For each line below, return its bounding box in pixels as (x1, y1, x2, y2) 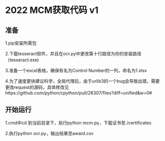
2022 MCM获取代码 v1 (5, 4, 99, 16)
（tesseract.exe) (5, 57, 39, 63)
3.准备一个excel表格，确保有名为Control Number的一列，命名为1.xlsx (5, 68, 147, 73)
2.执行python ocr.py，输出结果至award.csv (5, 130, 94, 136)
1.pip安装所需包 (5, 40, 37, 46)
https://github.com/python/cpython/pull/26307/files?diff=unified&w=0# (5, 90, 152, 96)
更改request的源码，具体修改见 (5, 84, 69, 90)
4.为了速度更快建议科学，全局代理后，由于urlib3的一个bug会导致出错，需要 (5, 78, 160, 84)
